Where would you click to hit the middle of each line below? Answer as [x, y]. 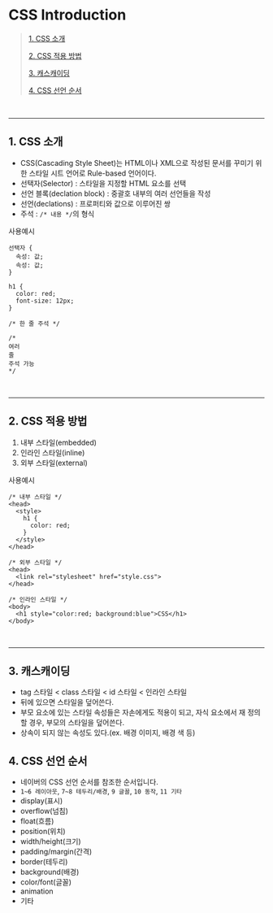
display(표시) [41, 801]
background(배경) [50, 872]
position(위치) [43, 832]
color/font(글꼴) [45, 882]
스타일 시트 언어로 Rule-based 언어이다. [93, 173]
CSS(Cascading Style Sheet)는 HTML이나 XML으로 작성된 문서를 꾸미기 [136, 163]
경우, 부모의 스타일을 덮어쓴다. [76, 723]
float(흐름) [37, 821]
